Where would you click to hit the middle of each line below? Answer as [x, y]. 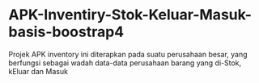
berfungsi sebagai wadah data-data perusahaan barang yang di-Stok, [125, 63]
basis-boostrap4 [66, 32]
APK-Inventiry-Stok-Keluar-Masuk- [130, 15]
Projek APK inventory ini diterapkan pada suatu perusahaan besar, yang [128, 54]
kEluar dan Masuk [38, 71]
